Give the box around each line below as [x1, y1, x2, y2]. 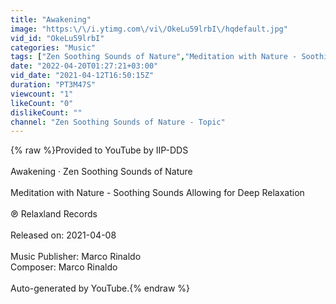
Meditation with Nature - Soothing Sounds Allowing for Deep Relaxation [10, 187, 305, 199]
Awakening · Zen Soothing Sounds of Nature [10, 166, 193, 178]
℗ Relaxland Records [10, 208, 98, 220]
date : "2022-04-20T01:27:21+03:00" [10, 61, 159, 71]
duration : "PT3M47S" [10, 80, 97, 90]
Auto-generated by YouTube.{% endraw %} [10, 282, 191, 295]
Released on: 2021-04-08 [10, 229, 117, 241]
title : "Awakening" [10, 14, 92, 25]
